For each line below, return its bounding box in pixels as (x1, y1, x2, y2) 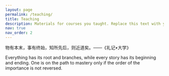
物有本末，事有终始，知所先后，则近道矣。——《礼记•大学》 (5, 45, 131, 50)
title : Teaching (5, 16, 39, 21)
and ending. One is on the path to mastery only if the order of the (5, 60, 140, 66)
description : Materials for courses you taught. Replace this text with (5, 21, 161, 26)
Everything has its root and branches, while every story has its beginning (5, 55, 156, 60)
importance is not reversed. (5, 65, 63, 71)
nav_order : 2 (5, 30, 33, 35)
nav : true (5, 26, 26, 31)
